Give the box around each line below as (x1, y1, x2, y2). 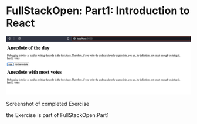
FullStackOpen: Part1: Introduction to (6, 4, 190, 18)
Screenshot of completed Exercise (6, 100, 90, 107)
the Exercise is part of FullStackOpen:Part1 (6, 111, 109, 118)
